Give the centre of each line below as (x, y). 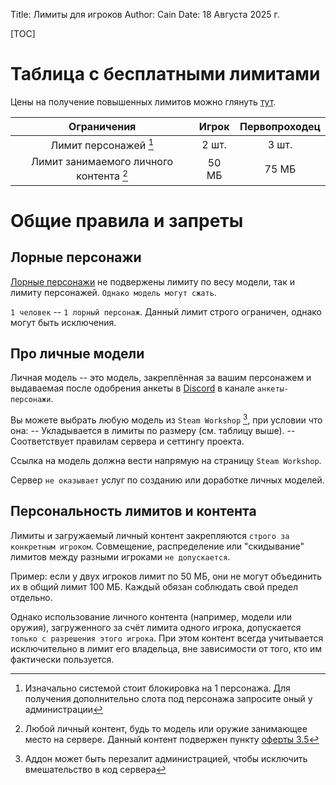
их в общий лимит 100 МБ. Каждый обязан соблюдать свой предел (154, 586)
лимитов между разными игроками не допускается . (120, 556)
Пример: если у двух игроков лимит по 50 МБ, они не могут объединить (166, 576)
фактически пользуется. (62, 659)
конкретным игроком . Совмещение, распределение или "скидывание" (157, 546)
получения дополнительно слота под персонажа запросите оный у (168, 698)
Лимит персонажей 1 (102, 144)
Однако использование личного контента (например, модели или (151, 616)
